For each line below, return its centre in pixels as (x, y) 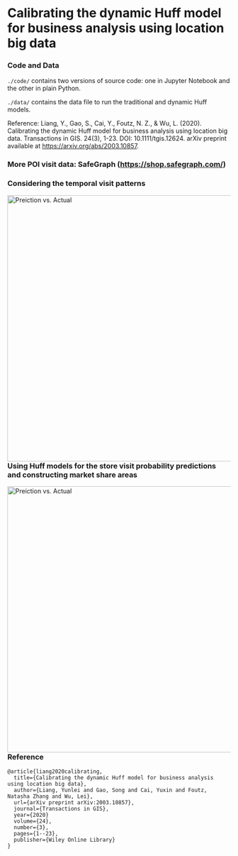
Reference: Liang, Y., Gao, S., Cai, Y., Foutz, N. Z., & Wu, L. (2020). (104, 124)
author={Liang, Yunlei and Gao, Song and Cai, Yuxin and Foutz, (110, 790)
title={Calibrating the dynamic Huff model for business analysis (114, 778)
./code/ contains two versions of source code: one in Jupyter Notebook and (119, 81)
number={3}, (32, 828)
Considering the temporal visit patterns (76, 184)
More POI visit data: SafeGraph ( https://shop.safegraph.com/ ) (117, 165)
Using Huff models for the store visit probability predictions (112, 466)
